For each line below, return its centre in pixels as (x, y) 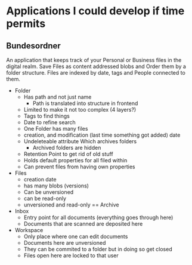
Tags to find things (47, 116)
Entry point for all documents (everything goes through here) (98, 217)
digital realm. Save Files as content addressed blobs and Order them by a (96, 66)
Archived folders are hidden (67, 148)
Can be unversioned (49, 192)
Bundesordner (33, 46)
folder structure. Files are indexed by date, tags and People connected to (96, 73)
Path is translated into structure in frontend (85, 103)
